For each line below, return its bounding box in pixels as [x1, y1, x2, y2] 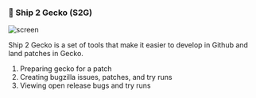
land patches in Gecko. [8, 49, 83, 58]
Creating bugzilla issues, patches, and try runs [19, 73, 173, 82]
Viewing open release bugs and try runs [19, 81, 151, 90]
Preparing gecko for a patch [19, 64, 113, 73]
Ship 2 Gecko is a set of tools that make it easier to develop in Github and [8, 40, 249, 50]
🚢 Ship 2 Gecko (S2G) [8, 7, 93, 18]
